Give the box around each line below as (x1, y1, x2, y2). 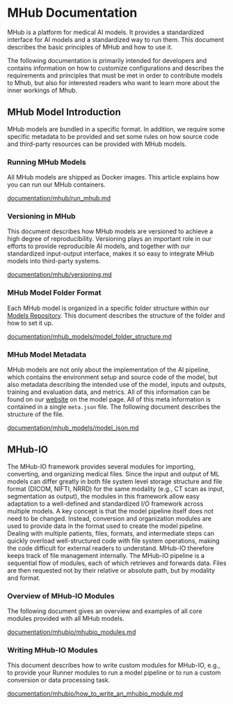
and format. (7, 573, 41, 582)
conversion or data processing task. (7, 676, 111, 684)
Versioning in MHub (7, 211, 76, 221)
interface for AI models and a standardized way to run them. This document (7, 35, 225, 43)
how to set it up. (7, 318, 54, 327)
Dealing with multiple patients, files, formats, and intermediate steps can (7, 529, 214, 537)
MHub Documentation (7, 5, 138, 21)
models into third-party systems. (7, 257, 101, 265)
